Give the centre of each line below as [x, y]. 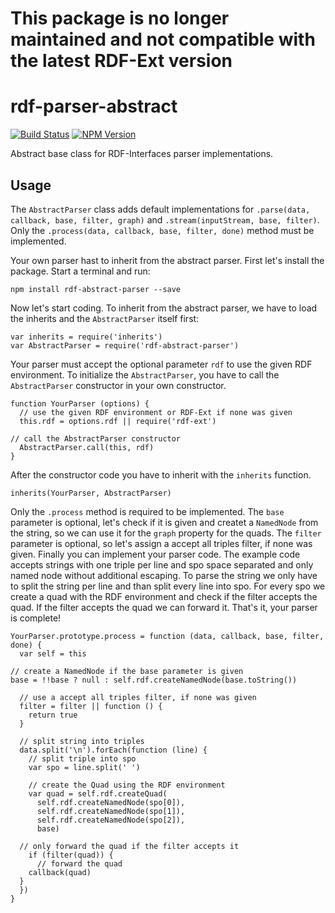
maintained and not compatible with [163, 39]
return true [53, 715]
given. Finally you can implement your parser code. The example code [155, 554]
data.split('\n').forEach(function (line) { [113, 750]
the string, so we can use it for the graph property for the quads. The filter [166, 533]
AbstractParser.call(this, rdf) [87, 447]
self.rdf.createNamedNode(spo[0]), [111, 802]
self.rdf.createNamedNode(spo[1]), [111, 811]
